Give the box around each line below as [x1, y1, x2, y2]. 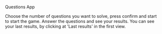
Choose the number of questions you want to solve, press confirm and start [5, 13, 157, 19]
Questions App [5, 4, 35, 10]
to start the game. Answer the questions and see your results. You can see [5, 19, 155, 24]
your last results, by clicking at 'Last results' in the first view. [5, 23, 126, 29]
